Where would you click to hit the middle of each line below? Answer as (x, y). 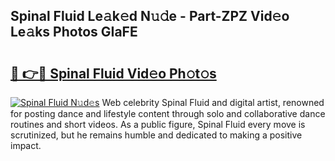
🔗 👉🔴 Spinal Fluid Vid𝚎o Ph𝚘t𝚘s (113, 73)
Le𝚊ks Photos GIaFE (74, 32)
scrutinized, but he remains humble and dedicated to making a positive (156, 135)
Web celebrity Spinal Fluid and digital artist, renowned (213, 102)
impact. (26, 145)
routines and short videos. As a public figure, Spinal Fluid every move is (158, 124)
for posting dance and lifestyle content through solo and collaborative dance (168, 113)
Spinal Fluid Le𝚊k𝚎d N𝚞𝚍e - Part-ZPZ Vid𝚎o (150, 16)
